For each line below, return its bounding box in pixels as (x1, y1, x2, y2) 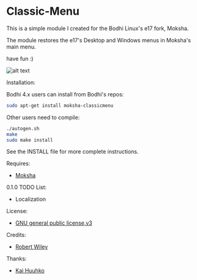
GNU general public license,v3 (15, 219, 93, 227)
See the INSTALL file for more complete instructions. (6, 148, 139, 155)
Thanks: (6, 255, 27, 262)
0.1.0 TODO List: (6, 184, 47, 191)
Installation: (6, 79, 35, 86)
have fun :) (6, 55, 34, 62)
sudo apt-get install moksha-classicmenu (6, 103, 114, 109)
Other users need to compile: (6, 114, 80, 121)
